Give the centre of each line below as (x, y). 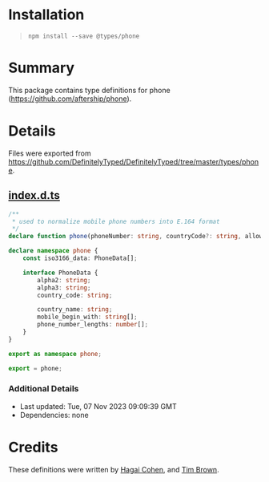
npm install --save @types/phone (84, 36)
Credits (33, 447)
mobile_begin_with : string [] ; (87, 317)
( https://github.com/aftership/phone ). (70, 99)
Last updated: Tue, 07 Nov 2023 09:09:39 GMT (98, 406)
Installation (46, 15)
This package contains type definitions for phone (89, 90)
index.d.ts (34, 195)
